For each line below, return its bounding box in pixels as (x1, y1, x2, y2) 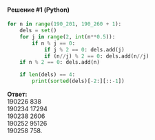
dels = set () (19, 27, 57, 34)
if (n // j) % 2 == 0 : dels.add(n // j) (43, 52, 149, 60)
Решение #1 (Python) (7, 5, 70, 14)
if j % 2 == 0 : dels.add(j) (43, 46, 125, 53)
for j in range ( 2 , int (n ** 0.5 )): (19, 33, 116, 40)
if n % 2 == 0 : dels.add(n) (19, 59, 100, 66)
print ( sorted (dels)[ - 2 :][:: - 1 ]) (32, 78, 125, 85)
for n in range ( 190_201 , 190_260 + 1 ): (7, 21, 122, 27)
